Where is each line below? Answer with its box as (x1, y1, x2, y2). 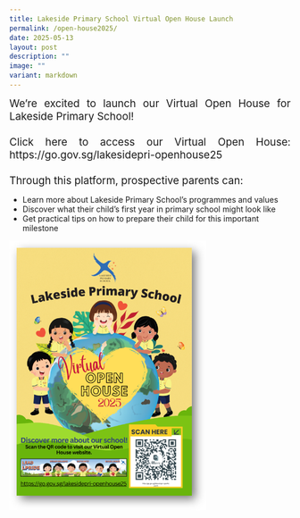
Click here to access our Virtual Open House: (9, 135, 291, 149)
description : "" (9, 52, 70, 62)
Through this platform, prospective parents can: (9, 173, 244, 188)
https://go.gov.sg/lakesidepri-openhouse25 (9, 147, 223, 162)
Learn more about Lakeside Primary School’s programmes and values (21, 194, 279, 205)
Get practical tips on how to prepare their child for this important (21, 213, 260, 223)
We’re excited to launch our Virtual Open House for (9, 96, 291, 111)
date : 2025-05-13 (9, 33, 74, 42)
